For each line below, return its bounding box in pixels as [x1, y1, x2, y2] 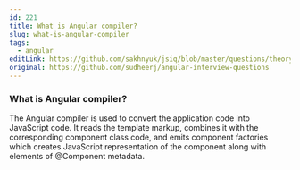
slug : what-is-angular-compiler [9, 30, 129, 38]
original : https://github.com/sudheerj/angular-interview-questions [9, 64, 270, 72]
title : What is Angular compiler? [9, 21, 138, 30]
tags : [9, 38, 29, 47]
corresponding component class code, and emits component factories [9, 132, 269, 143]
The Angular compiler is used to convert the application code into [9, 113, 250, 123]
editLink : [9, 55, 46, 64]
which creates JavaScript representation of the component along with [9, 141, 266, 152]
